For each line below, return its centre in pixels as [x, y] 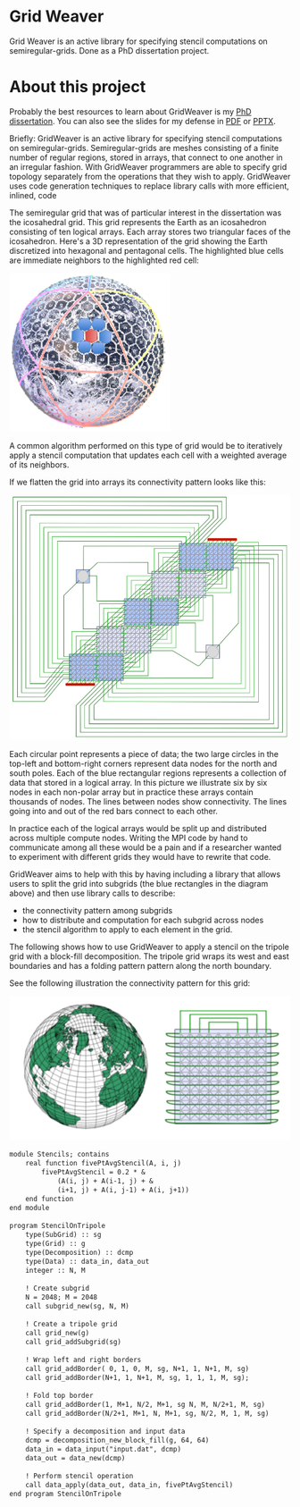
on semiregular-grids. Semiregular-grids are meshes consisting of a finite [144, 147]
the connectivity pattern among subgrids [97, 911]
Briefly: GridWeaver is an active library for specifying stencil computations [146, 138]
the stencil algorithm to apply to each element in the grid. [127, 930]
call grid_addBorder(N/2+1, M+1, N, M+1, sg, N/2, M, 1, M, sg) [147, 1413]
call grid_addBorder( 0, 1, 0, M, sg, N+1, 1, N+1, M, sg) [137, 1368]
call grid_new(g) [58, 1333]
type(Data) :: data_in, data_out [87, 1261]
